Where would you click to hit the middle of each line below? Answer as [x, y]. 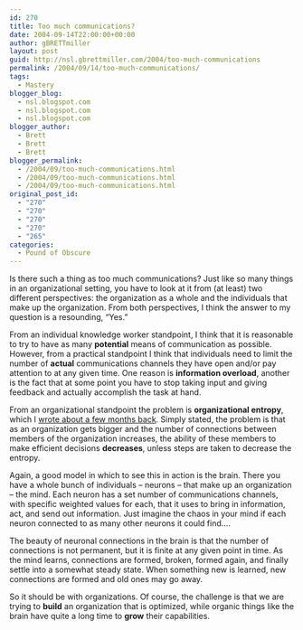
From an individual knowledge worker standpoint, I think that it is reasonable [151, 334]
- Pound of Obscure [54, 253]
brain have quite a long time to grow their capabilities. [110, 616]
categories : [32, 245]
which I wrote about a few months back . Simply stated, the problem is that [148, 419]
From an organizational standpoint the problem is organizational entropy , [147, 410]
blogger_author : [40, 127]
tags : [19, 77]
